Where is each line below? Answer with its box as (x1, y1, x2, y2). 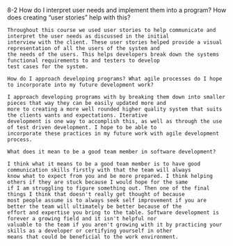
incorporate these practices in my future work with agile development (7, 130, 219, 137)
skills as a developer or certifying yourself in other (7, 227, 172, 234)
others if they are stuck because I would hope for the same (7, 179, 188, 186)
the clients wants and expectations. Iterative (7, 112, 148, 119)
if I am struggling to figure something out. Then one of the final (7, 185, 210, 192)
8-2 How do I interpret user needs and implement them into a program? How (7, 6, 227, 14)
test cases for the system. (7, 63, 89, 70)
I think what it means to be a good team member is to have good (7, 161, 200, 167)
